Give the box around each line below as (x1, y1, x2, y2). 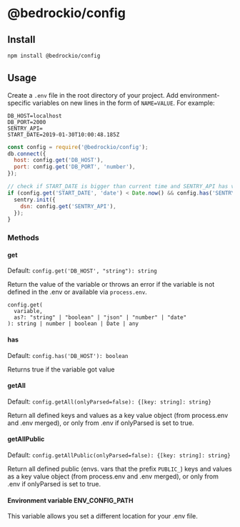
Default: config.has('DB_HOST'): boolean (7, 351, 129, 359)
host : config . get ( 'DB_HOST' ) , (14, 157, 104, 164)
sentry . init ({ (14, 196, 56, 203)
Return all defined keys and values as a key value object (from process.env (7, 411, 229, 419)
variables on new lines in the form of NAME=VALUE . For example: (32, 98, 216, 107)
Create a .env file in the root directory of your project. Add (7, 91, 179, 99)
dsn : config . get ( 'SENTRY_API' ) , (20, 203, 116, 210)
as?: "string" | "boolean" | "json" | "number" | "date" (14, 314, 187, 322)
